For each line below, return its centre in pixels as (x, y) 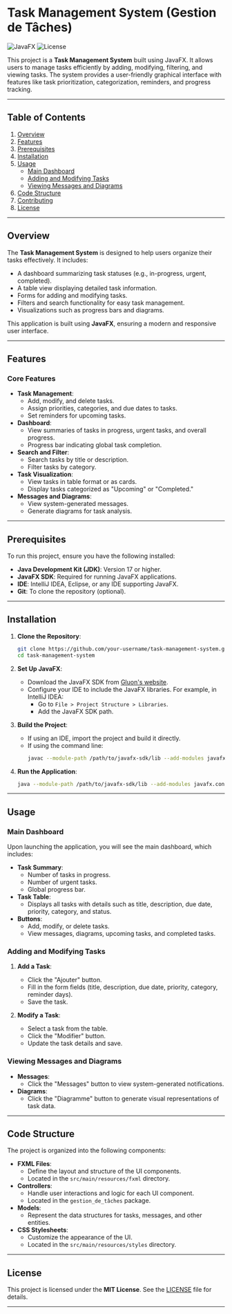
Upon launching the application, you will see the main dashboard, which (109, 847)
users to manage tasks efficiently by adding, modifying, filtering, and (105, 67)
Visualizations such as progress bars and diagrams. (90, 310)
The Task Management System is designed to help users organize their (110, 252)
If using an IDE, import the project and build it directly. (104, 738)
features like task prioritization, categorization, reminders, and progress (109, 82)
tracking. (20, 89)
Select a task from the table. (68, 1029)
